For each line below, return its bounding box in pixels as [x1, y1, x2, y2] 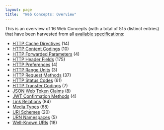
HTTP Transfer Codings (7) [12, 82, 68, 88]
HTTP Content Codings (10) [12, 46, 69, 52]
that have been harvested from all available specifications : [5, 31, 125, 37]
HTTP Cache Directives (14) [12, 40, 70, 46]
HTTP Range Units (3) [12, 66, 58, 72]
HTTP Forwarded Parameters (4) [12, 51, 80, 57]
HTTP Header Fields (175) [12, 56, 66, 62]
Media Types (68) [12, 104, 49, 110]
